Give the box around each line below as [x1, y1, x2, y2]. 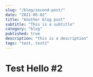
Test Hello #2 [5, 62, 63, 74]
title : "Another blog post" [5, 17, 66, 22]
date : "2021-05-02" [5, 12, 47, 17]
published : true [5, 31, 40, 36]
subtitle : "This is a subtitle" [5, 21, 75, 27]
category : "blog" [5, 27, 43, 32]
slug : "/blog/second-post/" [5, 7, 66, 13]
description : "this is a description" [5, 36, 88, 41]
